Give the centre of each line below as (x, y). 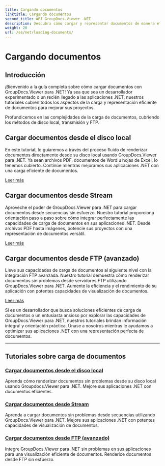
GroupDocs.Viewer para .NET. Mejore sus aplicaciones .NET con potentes (80, 420)
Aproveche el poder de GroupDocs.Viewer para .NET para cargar (71, 207)
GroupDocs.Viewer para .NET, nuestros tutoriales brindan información (76, 320)
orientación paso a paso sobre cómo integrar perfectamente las (69, 218)
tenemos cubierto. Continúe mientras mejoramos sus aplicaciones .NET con (82, 165)
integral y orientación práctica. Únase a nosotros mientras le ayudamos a (79, 326)
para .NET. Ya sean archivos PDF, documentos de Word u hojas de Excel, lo (82, 160)
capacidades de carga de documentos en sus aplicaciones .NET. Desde (78, 223)
